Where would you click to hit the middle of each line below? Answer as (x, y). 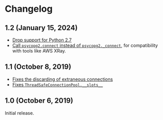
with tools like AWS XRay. (39, 51)
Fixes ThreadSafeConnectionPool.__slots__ (57, 84)
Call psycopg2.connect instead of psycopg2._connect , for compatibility (85, 45)
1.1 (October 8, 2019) (38, 67)
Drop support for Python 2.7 (42, 40)
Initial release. (19, 113)
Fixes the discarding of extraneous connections (63, 79)
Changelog (29, 9)
